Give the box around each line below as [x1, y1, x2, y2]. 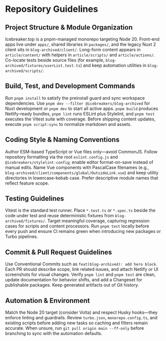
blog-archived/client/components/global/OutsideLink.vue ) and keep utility [5, 169, 159, 176]
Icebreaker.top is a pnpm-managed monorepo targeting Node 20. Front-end [5, 36, 160, 42]
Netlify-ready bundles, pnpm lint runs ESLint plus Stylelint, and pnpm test [5, 111, 155, 116]
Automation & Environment [5, 296, 90, 304]
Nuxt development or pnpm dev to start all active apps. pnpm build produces [5, 105, 158, 112]
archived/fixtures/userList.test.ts [5, 63, 81, 68]
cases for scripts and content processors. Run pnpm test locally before [5, 223, 149, 229]
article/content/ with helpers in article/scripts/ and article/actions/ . [5, 52, 155, 58]
